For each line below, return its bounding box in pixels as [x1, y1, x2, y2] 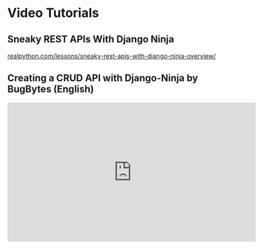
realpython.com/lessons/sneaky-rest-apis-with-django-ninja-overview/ [7, 52, 216, 60]
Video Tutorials [7, 5, 99, 21]
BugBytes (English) [7, 83, 94, 95]
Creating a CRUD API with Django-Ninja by [7, 72, 198, 84]
